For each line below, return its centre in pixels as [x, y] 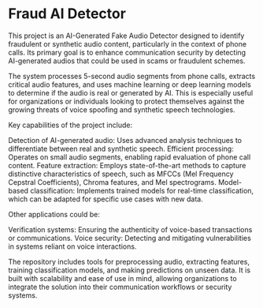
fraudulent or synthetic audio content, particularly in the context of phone [127, 43]
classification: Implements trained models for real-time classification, [142, 190]
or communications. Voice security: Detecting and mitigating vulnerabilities [130, 238]
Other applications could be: [54, 214]
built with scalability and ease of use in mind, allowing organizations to [123, 278]
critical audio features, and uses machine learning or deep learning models [130, 85]
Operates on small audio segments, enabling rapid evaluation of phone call [130, 157]
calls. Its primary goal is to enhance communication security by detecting [127, 52]
